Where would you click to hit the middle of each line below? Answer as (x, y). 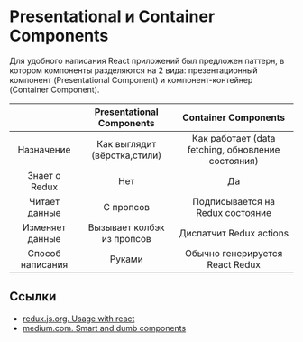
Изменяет (44, 227)
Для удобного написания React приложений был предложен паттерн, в (147, 60)
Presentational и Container (112, 17)
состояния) (234, 161)
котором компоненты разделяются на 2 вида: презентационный (134, 70)
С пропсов (127, 207)
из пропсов (126, 238)
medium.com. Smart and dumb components (104, 328)
